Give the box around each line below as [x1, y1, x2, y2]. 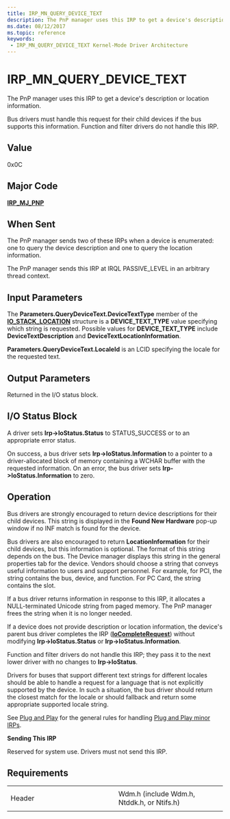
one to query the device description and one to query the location [7, 244, 193, 252]
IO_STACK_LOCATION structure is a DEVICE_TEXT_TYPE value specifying [7, 317, 218, 326]
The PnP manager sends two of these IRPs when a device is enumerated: [7, 236, 214, 245]
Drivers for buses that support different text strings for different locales [7, 671, 207, 679]
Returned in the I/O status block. [7, 391, 99, 399]
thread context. [7, 272, 51, 280]
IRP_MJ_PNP [7, 199, 44, 207]
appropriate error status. [7, 436, 77, 444]
